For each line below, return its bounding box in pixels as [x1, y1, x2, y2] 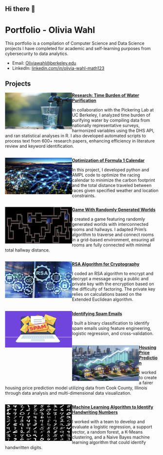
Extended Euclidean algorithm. [72, 296, 134, 302]
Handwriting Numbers [72, 409, 118, 415]
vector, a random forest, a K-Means [72, 429, 143, 435]
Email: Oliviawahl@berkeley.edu [12, 60, 76, 66]
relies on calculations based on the [72, 291, 142, 297]
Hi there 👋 [5, 5, 36, 13]
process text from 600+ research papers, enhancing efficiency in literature [5, 138, 155, 144]
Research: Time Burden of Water [72, 92, 140, 98]
